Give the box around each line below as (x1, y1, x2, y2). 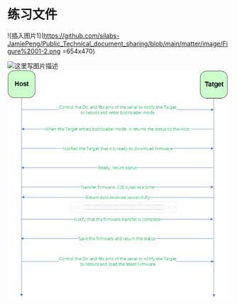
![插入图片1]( (7, 31, 44, 40)
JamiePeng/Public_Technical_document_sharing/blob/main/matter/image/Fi (7, 39, 228, 48)
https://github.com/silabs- (43, 31, 120, 40)
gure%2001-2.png (7, 47, 61, 55)
